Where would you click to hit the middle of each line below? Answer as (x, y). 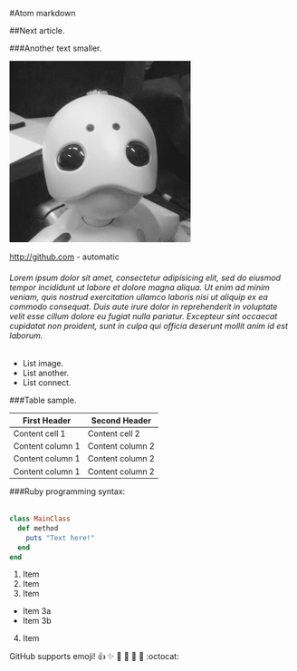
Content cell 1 (39, 433)
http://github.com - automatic (64, 257)
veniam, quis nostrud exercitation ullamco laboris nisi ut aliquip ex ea (139, 297)
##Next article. (37, 30)
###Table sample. (43, 400)
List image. (43, 364)
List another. (46, 373)
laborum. (26, 335)
